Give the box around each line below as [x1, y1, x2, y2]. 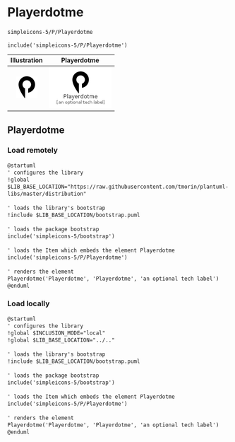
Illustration [10, 56, 44, 64]
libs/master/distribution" [7, 190, 87, 197]
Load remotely [7, 145, 59, 155]
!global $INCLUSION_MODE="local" [7, 330, 106, 337]
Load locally [7, 298, 50, 308]
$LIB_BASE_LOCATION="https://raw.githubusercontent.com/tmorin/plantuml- [7, 183, 229, 190]
